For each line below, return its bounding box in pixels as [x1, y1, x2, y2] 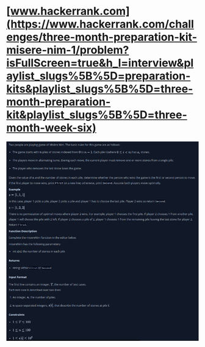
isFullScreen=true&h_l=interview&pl [6, 56, 194, 70]
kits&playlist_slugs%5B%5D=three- [6, 82, 193, 96]
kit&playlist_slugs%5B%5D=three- [6, 108, 187, 122]
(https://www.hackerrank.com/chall [6, 17, 194, 31]
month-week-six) [6, 121, 96, 135]
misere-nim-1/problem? [6, 43, 129, 57]
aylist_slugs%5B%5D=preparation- [6, 69, 191, 83]
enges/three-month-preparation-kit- [6, 30, 197, 44]
